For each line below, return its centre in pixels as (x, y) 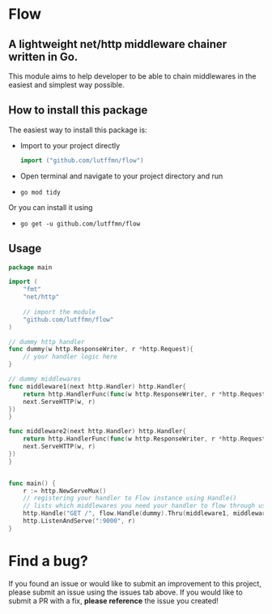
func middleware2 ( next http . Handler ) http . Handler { (97, 432)
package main (30, 267)
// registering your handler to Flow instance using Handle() (130, 498)
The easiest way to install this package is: (78, 130)
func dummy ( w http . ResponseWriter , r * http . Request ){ (101, 350)
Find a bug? (49, 561)
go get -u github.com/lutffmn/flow (80, 224)
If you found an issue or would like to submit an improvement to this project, (135, 583)
